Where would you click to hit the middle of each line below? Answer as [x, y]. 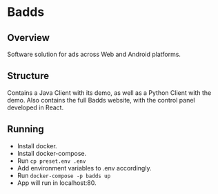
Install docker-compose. [52, 153]
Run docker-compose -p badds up [64, 175]
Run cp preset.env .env [51, 161]
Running [26, 129]
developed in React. [36, 107]
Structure [28, 76]
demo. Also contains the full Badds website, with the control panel [101, 100]
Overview [29, 38]
